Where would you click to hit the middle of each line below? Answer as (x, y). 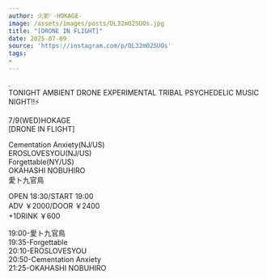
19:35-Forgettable (38, 242)
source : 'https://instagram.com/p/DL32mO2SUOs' (90, 46)
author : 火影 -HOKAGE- (45, 16)
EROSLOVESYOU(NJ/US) (50, 153)
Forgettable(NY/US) (41, 162)
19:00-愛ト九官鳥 (37, 233)
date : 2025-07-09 (38, 38)
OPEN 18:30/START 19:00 (51, 196)
